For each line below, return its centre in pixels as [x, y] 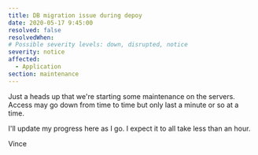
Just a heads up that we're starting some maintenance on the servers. [122, 96]
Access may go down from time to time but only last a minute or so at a [123, 105]
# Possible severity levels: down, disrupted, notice [98, 45]
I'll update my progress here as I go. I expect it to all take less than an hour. [129, 128]
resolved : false [35, 30]
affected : [24, 60]
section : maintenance [44, 74]
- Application [38, 67]
